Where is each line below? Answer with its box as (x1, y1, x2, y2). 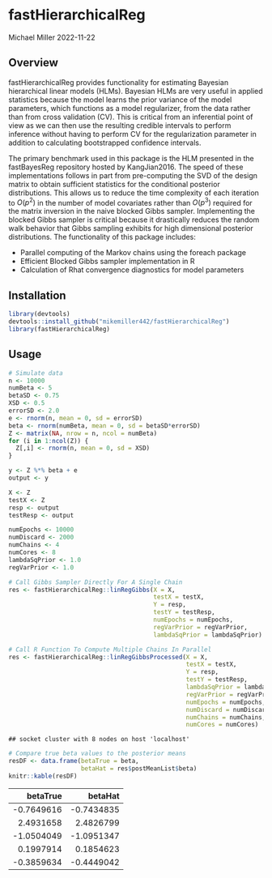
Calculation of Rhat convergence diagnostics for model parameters (19, 265, 244, 275)
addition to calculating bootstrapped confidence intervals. (8, 138, 202, 147)
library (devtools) (8, 310, 70, 318)
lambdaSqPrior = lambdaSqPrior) (153, 630, 263, 639)
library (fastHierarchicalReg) (8, 325, 111, 333)
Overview (8, 56, 59, 70)
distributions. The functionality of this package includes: (8, 232, 197, 242)
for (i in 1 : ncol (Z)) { (8, 437, 89, 445)
